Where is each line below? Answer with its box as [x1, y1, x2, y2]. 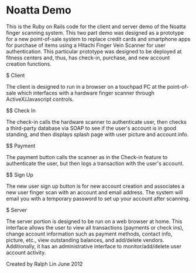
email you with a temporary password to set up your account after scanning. [6, 195, 190, 202]
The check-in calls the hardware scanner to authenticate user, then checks [6, 118, 187, 125]
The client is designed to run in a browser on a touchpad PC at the [6, 83, 166, 90]
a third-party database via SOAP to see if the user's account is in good [6, 124, 177, 132]
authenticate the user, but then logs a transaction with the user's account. [6, 160, 184, 167]
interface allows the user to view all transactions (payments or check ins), [6, 224, 184, 231]
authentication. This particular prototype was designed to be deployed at [6, 48, 182, 55]
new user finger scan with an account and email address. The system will [6, 188, 183, 196]
